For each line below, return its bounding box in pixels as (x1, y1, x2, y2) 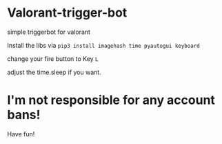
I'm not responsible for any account (7, 92, 216, 108)
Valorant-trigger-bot (7, 5, 128, 21)
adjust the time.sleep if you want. (7, 68, 101, 76)
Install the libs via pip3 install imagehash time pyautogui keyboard (7, 41, 200, 49)
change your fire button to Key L (7, 54, 99, 63)
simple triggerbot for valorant (7, 28, 91, 36)
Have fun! (7, 129, 35, 138)
